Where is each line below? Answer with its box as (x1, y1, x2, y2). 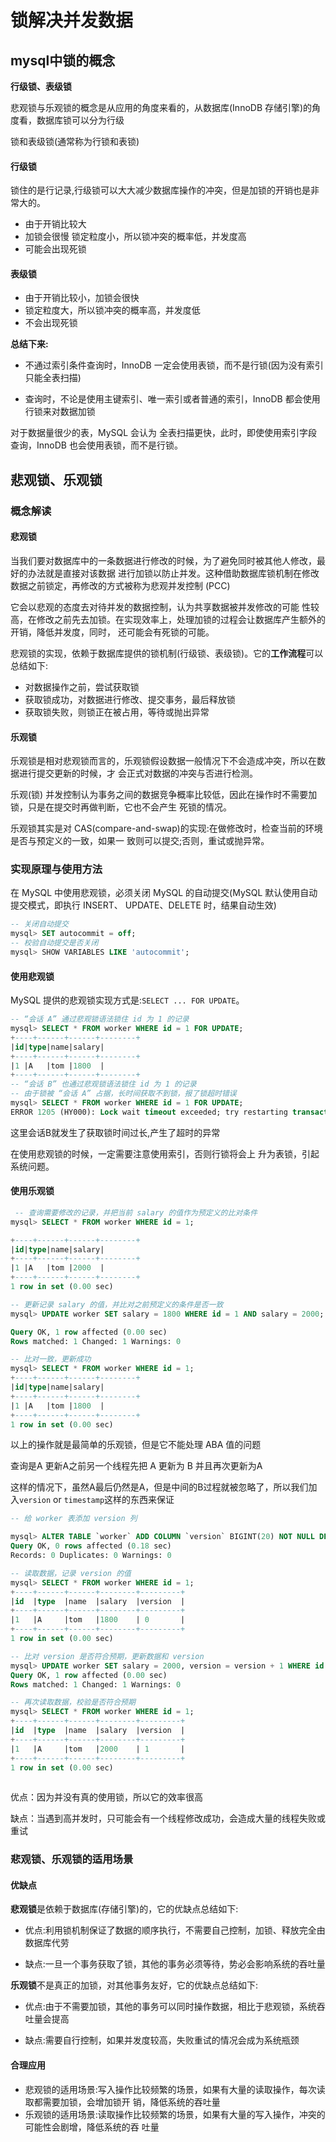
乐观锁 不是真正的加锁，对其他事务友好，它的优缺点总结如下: (10, 1979, 259, 1991)
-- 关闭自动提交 (10, 919, 69, 930)
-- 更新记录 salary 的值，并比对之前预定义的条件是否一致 (10, 1299, 224, 1310)
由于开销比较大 (24, 218, 87, 230)
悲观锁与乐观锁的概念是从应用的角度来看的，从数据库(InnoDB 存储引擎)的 (10, 102, 313, 113)
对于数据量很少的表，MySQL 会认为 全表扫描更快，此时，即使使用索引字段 (10, 427, 318, 439)
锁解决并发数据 (10, 9, 134, 32)
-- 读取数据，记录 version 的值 (10, 1568, 132, 1578)
